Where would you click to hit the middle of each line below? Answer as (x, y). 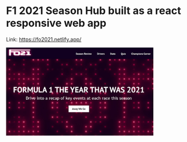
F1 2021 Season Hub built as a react (93, 11)
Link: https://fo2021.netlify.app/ (44, 39)
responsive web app (56, 23)
